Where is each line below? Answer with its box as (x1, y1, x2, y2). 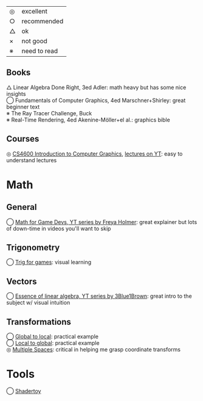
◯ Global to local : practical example (6, 333, 99, 341)
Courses (6, 134, 40, 144)
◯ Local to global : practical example (6, 339, 100, 347)
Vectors (6, 276, 37, 286)
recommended (21, 17, 64, 25)
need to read (21, 47, 58, 55)
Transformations (6, 317, 72, 327)
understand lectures (6, 156, 57, 164)
